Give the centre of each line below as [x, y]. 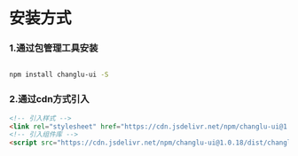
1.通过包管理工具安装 [54, 48]
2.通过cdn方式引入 [50, 99]
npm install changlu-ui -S [59, 75]
